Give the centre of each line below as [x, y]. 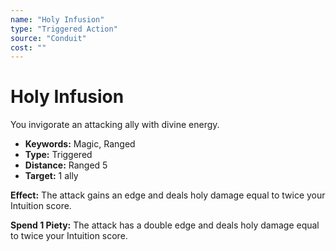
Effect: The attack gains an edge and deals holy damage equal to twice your [168, 195]
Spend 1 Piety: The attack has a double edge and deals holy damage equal [165, 225]
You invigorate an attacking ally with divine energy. [115, 125]
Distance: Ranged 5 [66, 165]
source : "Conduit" [48, 38]
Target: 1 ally [51, 176]
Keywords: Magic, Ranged [80, 144]
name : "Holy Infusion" [57, 19]
